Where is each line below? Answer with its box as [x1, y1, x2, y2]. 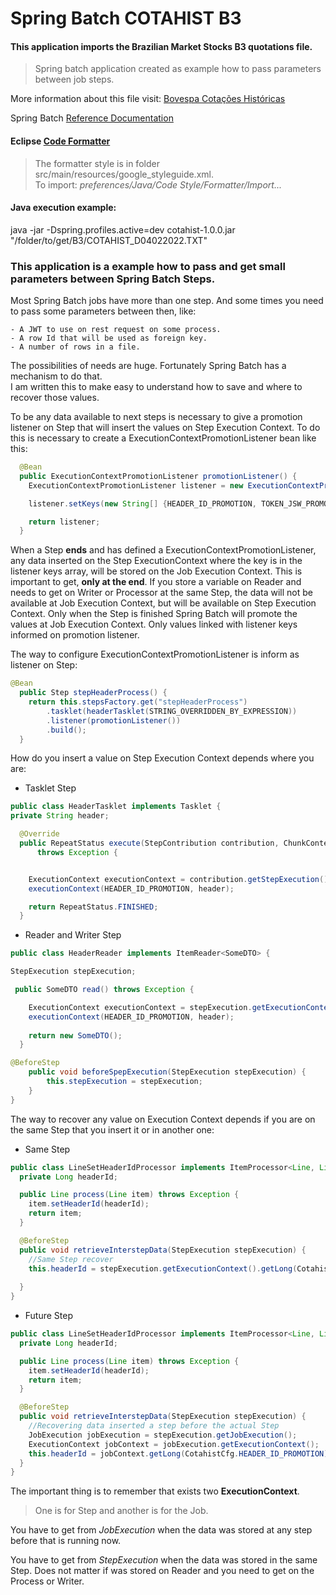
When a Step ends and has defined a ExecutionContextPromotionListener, [10, 544, 317, 556]
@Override [19, 829, 60, 839]
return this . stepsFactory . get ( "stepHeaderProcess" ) [28, 697, 248, 707]
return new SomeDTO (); [28, 1030, 123, 1041]
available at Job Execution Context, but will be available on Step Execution [10, 597, 317, 609]
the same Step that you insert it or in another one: [10, 1123, 215, 1136]
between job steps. [34, 73, 115, 86]
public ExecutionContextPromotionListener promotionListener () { [19, 471, 298, 481]
